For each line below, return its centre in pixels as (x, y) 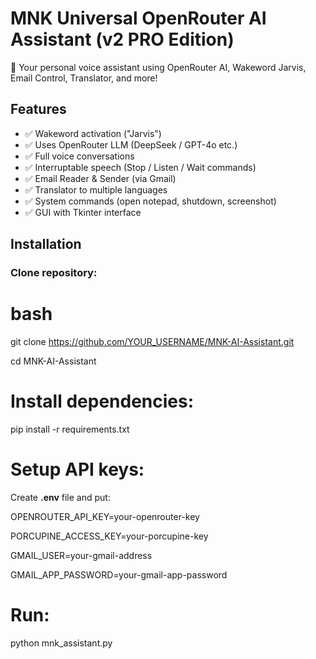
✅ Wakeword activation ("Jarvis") (93, 133)
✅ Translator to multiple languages (96, 189)
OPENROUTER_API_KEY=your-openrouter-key (105, 516)
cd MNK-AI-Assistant (53, 361)
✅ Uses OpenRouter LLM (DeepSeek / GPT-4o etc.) (131, 144)
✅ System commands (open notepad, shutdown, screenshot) (150, 201)
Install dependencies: (102, 401)
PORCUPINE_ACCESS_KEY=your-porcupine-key (109, 536)
